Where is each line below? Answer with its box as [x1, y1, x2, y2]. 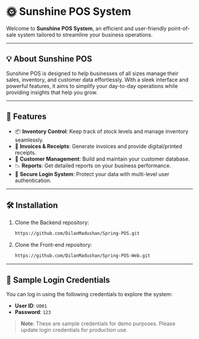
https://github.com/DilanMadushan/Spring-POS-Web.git [14, 253, 150, 259]
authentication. [14, 177, 52, 184]
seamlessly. [14, 136, 44, 143]
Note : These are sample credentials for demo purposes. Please [20, 320, 176, 327]
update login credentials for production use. [20, 326, 129, 333]
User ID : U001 [14, 302, 47, 309]
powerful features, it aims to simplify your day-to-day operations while [6, 82, 178, 89]
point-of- [168, 24, 191, 32]
